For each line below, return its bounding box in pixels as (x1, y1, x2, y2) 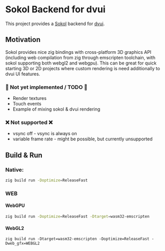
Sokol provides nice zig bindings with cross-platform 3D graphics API (5, 49, 152, 55)
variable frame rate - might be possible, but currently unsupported (12, 136, 153, 142)
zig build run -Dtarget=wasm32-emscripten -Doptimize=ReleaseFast (5, 237, 150, 242)
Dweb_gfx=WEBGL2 (5, 241, 40, 246)
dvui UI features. (5, 71, 40, 77)
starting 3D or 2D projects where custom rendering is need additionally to (5, 65, 160, 71)
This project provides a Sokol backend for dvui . (5, 20, 105, 27)
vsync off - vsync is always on (12, 131, 77, 137)
